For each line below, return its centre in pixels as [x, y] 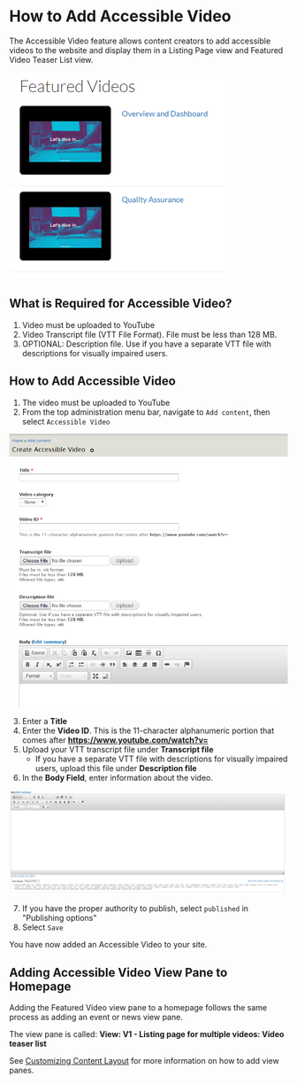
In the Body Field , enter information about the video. [118, 778]
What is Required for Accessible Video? [121, 304]
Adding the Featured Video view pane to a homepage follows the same [138, 1008]
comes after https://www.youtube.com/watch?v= [115, 740]
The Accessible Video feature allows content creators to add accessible [140, 41]
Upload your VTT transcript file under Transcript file [118, 750]
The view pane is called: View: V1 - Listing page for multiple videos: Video [147, 1034]
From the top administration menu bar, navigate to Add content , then [146, 412]
